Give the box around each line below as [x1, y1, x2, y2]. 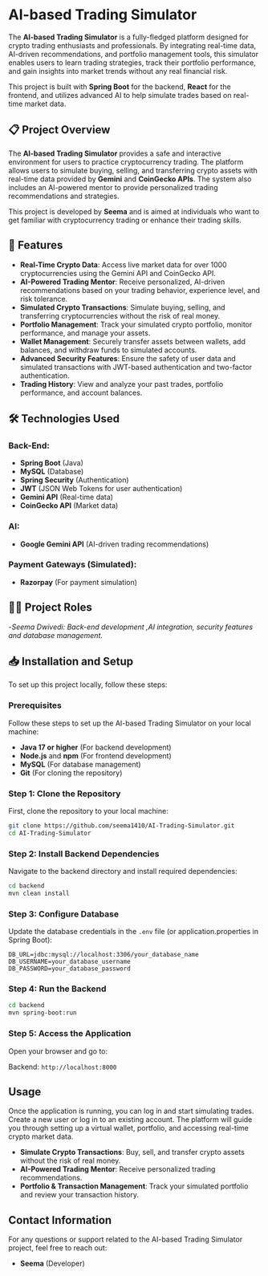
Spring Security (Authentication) [19, 475, 130, 485]
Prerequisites [8, 700, 62, 711]
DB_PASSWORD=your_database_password [8, 965, 131, 973]
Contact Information [8, 1213, 112, 1227]
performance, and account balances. [19, 388, 143, 397]
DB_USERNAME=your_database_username [8, 957, 131, 966]
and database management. [8, 630, 103, 640]
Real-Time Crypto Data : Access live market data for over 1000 [19, 259, 227, 270]
